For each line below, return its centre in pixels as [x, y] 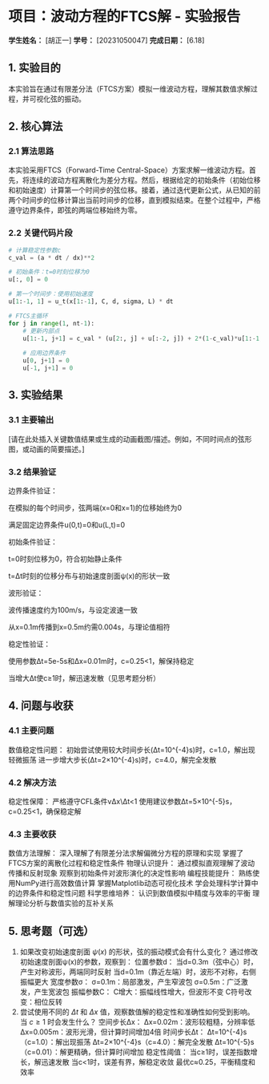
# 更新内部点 [41, 331]
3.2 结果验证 [32, 471]
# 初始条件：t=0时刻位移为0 [49, 272]
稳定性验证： [29, 644]
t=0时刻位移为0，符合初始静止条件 [65, 559]
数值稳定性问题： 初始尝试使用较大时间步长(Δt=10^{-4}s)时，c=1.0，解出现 [132, 750]
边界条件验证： [33, 491]
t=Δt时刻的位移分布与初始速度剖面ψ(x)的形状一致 [89, 576]
